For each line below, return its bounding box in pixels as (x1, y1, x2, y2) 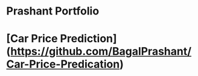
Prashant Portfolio (6, 4, 100, 18)
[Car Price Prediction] (6, 32, 117, 46)
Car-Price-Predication (6, 57, 120, 71)
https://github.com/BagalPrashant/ (10, 45, 192, 59)
